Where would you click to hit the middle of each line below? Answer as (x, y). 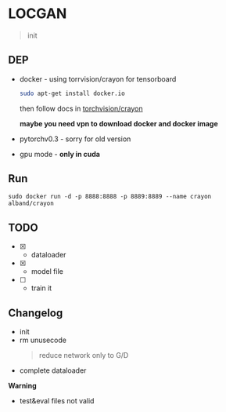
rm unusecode (43, 340)
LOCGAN (38, 14)
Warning (22, 386)
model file (47, 272)
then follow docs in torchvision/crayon (81, 108)
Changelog (36, 313)
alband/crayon (31, 204)
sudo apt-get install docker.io (72, 93)
